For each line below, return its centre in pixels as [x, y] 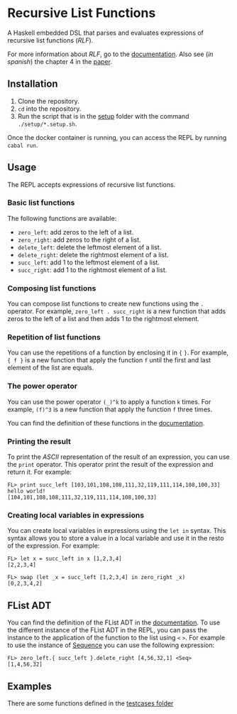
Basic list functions [41, 202]
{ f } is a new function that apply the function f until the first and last [109, 360]
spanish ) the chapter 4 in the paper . [60, 61]
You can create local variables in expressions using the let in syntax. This [117, 531]
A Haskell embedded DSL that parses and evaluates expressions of [106, 33]
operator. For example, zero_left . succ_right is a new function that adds [116, 311]
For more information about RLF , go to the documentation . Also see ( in [110, 54]
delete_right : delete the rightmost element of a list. [93, 254]
